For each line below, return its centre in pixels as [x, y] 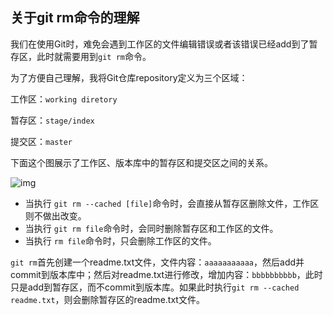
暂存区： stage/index [52, 120]
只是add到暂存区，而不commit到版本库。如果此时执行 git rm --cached [155, 287]
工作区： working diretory [64, 99]
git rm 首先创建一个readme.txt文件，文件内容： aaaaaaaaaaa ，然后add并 [157, 262]
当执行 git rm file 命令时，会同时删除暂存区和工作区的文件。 [151, 228]
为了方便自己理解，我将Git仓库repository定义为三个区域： [129, 77]
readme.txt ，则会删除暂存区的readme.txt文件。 [107, 299]
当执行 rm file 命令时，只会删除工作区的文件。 [120, 240]
